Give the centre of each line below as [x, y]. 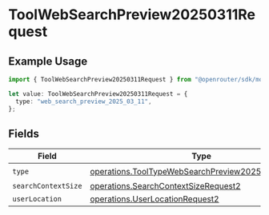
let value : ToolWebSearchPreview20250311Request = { [98, 94]
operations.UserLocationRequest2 [155, 199]
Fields [24, 133]
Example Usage [48, 61]
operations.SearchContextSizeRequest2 [166, 186]
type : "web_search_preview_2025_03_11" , [84, 102]
